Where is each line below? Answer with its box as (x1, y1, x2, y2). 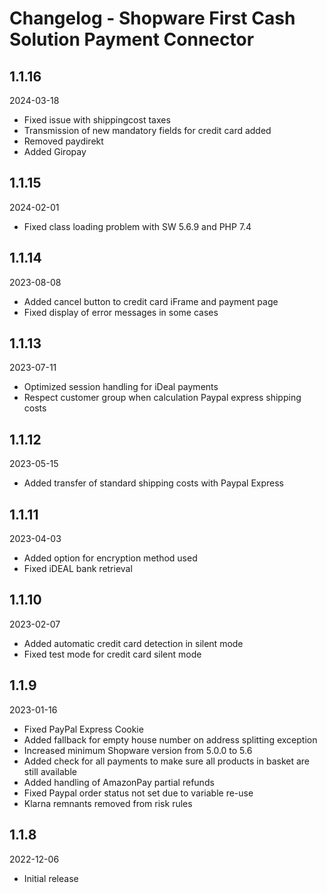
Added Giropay (23, 146, 87, 157)
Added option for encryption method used (23, 552, 198, 564)
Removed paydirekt (23, 135, 104, 147)
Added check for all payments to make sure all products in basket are (23, 755, 311, 767)
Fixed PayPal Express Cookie (23, 723, 144, 735)
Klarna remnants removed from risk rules (23, 797, 193, 809)
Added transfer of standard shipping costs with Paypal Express (23, 477, 285, 489)
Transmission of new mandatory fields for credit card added (23, 125, 272, 136)
